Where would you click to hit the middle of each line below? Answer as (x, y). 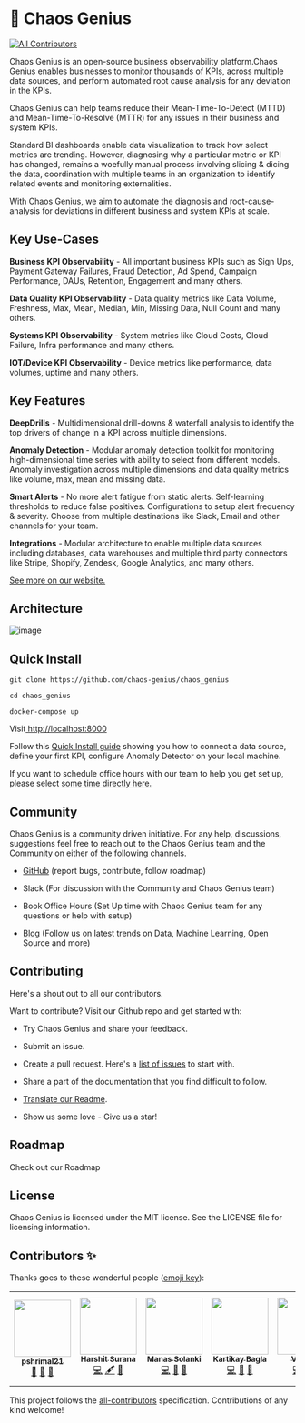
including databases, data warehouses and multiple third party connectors (148, 553)
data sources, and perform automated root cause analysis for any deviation (150, 80)
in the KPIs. (31, 90)
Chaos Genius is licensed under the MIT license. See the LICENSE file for (146, 1218)
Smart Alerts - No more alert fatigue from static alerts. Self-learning (137, 496)
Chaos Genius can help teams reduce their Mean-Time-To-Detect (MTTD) (148, 107)
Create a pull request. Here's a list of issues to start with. (128, 1064)
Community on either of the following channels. (98, 853)
